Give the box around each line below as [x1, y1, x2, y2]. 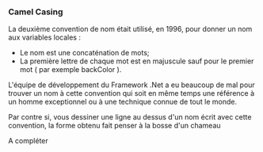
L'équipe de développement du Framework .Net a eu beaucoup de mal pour [8, 80, 255, 89]
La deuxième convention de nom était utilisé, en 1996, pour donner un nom [8, 25, 253, 34]
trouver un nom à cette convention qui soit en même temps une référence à [8, 89, 255, 98]
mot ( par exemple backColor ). [19, 65, 122, 74]
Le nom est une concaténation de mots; [19, 48, 150, 58]
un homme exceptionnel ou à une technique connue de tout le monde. [8, 97, 238, 107]
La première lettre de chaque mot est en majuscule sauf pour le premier [19, 56, 254, 66]
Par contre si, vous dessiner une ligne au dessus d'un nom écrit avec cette [8, 112, 252, 122]
